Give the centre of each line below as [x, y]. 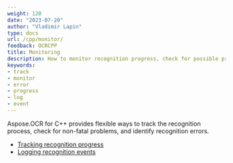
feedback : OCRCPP [32, 46]
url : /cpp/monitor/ [35, 40]
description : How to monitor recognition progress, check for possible [113, 59]
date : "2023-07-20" [35, 20]
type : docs [23, 33]
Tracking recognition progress [60, 144]
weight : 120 [24, 14]
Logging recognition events [56, 152]
